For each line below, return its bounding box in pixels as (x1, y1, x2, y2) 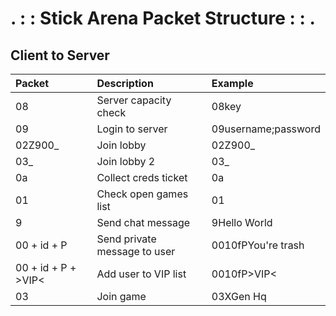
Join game (96, 290, 147, 303)
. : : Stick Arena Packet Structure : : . (10, 7, 316, 30)
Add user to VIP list (96, 267, 187, 281)
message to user (96, 245, 176, 258)
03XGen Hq (211, 290, 267, 303)
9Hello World (211, 216, 273, 229)
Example (211, 77, 254, 90)
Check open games (96, 187, 189, 201)
